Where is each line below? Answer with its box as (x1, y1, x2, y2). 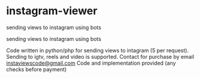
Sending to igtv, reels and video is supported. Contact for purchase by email (6, 53, 195, 60)
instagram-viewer (6, 4, 98, 18)
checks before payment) (6, 65, 67, 72)
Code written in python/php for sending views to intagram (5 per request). (6, 46, 189, 54)
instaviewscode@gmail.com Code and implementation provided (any (6, 59, 176, 67)
